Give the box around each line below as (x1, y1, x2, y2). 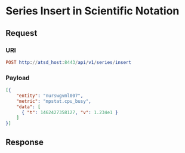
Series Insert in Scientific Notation (5, 4, 180, 18)
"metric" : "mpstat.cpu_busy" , (16, 98, 92, 104)
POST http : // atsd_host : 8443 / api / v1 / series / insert (5, 59, 132, 65)
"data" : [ (16, 103, 41, 110)
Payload (5, 74, 30, 82)
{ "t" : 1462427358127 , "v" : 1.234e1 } (21, 109, 118, 115)
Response (5, 137, 44, 147)
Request (5, 28, 38, 38)
